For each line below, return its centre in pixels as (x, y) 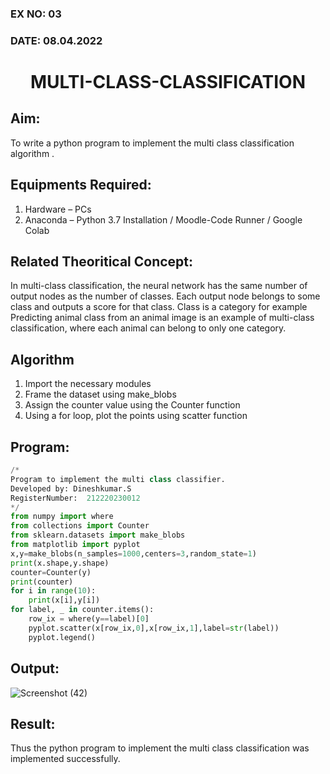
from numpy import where (62, 517)
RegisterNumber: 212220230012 (75, 498)
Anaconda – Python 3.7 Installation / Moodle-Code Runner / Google (163, 219)
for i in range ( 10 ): (53, 591)
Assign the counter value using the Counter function (132, 405)
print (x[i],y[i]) (64, 600)
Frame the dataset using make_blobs (100, 394)
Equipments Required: (81, 185)
